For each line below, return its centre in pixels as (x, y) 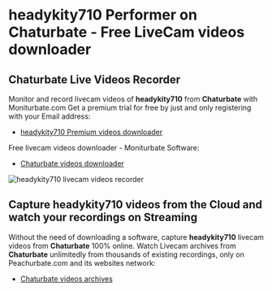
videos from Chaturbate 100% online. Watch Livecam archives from (123, 245)
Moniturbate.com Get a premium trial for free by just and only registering (130, 108)
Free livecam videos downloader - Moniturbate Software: (104, 148)
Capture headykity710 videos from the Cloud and (135, 205)
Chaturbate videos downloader (72, 163)
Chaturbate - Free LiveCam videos (127, 32)
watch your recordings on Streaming (103, 217)
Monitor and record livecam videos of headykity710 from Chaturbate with (133, 99)
